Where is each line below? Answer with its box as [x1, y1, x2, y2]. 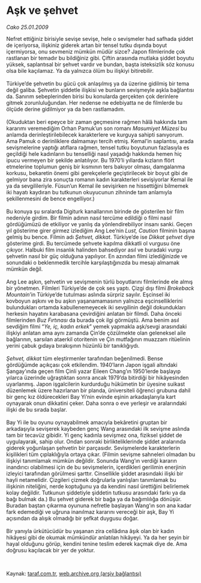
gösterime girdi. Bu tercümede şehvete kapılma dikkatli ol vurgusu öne [6, 239, 181, 247]
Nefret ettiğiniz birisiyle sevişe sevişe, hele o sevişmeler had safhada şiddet [6, 35, 194, 42]
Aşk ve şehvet [6, 4, 79, 17]
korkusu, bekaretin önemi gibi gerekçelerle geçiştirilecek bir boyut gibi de [6, 169, 188, 176]
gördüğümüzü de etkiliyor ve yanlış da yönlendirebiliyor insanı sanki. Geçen [6, 220, 193, 227]
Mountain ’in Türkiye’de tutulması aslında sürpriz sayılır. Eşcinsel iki [6, 291, 170, 298]
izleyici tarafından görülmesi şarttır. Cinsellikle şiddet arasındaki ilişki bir [6, 470, 184, 477]
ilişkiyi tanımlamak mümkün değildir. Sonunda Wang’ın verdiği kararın [6, 457, 177, 464]
